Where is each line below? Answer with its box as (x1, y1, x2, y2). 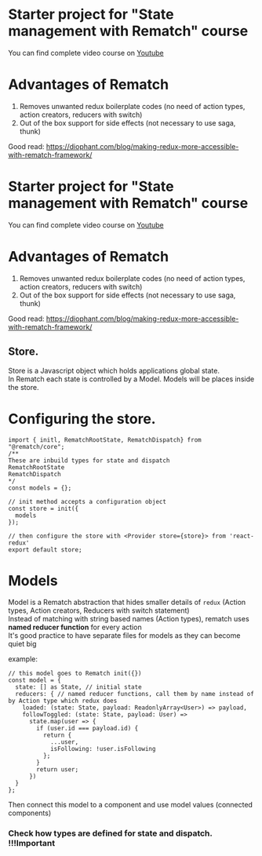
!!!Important (8, 838, 56, 849)
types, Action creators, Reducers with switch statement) (8, 606, 190, 615)
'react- (229, 532, 255, 540)
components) (8, 808, 52, 818)
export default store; (8, 545, 82, 554)
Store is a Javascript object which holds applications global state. (8, 366, 220, 375)
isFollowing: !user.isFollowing (49, 745, 156, 753)
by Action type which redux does (8, 697, 118, 705)
